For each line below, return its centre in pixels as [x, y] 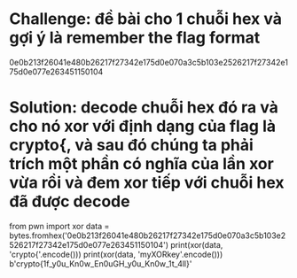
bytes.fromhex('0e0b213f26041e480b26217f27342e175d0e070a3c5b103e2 [148, 236]
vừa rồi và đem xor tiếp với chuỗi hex [147, 183]
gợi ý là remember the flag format [135, 38]
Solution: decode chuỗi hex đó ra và [144, 108]
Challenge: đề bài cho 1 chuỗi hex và [145, 19]
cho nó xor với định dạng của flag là [143, 126]
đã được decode [70, 201]
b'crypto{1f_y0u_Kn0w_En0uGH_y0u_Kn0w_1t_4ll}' [101, 263]
